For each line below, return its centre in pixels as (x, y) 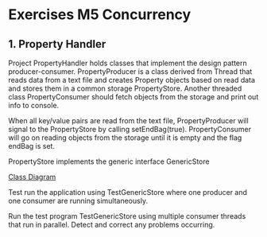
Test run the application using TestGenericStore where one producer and (128, 192)
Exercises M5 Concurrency (100, 15)
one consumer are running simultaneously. (78, 201)
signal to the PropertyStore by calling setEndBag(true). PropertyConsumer (130, 129)
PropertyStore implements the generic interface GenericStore (109, 161)
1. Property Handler (57, 44)
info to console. (34, 105)
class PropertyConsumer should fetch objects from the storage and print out (133, 97)
